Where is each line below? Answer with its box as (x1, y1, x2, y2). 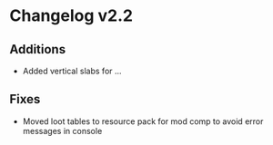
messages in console (22, 125, 103, 136)
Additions (9, 42, 66, 57)
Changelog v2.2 (9, 5, 134, 26)
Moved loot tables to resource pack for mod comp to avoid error (22, 115, 264, 127)
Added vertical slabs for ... (22, 65, 122, 76)
